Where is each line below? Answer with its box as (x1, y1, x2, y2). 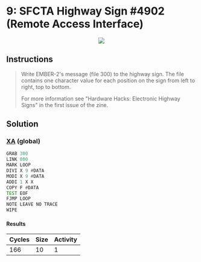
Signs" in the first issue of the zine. (21, 101, 109, 108)
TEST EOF (6, 190, 28, 196)
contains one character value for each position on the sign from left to (21, 77, 195, 84)
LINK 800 (6, 156, 28, 163)
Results (6, 220, 26, 228)
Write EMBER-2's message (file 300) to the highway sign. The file (21, 70, 184, 77)
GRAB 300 (6, 151, 28, 157)
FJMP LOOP (6, 195, 31, 202)
